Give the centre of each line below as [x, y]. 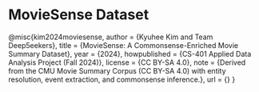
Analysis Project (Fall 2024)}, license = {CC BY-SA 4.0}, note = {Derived [127, 62]
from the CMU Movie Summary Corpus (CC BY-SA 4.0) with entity [117, 70]
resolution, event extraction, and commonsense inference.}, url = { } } [122, 79]
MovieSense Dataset [79, 15]
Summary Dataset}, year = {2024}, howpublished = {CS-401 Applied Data [130, 54]
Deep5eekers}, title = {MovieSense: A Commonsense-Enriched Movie [123, 45]
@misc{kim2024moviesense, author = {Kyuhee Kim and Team [111, 37]
